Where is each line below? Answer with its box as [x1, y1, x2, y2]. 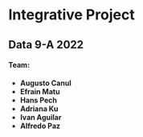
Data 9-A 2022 [8, 38, 84, 52]
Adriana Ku [19, 103, 59, 114]
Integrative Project [8, 6, 135, 24]
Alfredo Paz [19, 121, 61, 131]
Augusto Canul [19, 78, 71, 88]
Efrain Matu [19, 86, 60, 96]
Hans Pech [19, 95, 58, 105]
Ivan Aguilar [19, 112, 62, 122]
